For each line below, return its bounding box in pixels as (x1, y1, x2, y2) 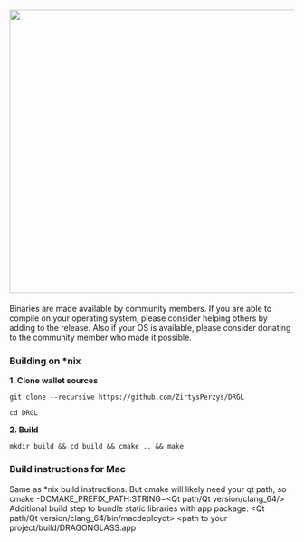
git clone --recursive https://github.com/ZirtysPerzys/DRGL (9, 392, 245, 402)
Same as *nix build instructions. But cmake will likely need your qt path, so (9, 483, 287, 494)
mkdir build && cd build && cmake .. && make (9, 442, 184, 451)
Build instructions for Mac (9, 463, 127, 476)
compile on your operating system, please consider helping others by (9, 313, 269, 324)
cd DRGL (9, 409, 39, 418)
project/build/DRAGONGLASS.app (9, 522, 137, 533)
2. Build (9, 424, 39, 435)
